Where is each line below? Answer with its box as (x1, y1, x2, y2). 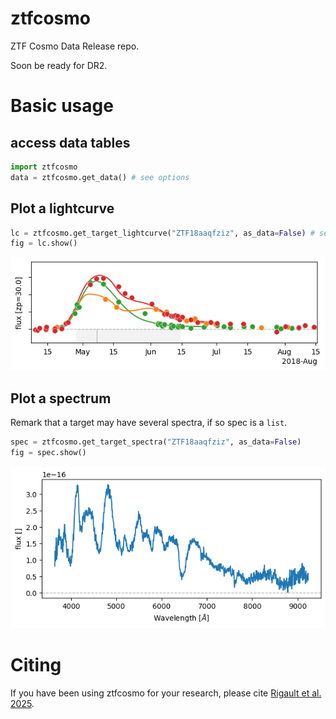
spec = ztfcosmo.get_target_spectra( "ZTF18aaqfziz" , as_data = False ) (10, 437, 302, 447)
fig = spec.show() (10, 448, 87, 458)
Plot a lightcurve (10, 200, 115, 217)
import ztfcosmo (10, 162, 78, 172)
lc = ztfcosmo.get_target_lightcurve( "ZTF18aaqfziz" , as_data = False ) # (10, 228, 315, 238)
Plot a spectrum (10, 390, 112, 407)
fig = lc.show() (10, 238, 78, 249)
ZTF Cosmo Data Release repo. (10, 40, 140, 52)
